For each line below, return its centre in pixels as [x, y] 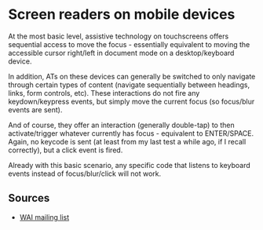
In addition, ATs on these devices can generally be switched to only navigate [132, 76]
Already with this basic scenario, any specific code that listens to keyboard [130, 165]
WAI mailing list [44, 217]
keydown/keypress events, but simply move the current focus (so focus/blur [131, 101]
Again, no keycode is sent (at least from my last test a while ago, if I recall [127, 141]
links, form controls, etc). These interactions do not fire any [104, 93]
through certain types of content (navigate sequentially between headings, [129, 85]
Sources [29, 198]
